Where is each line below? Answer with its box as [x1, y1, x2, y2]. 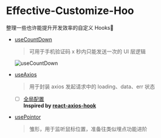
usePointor [14, 113, 41, 120]
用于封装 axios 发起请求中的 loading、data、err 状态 [29, 83, 155, 90]
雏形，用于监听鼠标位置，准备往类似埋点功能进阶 [29, 126, 148, 132]
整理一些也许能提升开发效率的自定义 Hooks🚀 [6, 24, 114, 31]
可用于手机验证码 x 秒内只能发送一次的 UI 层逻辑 [29, 48, 146, 55]
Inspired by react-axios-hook [23, 102, 97, 109]
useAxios [14, 71, 37, 78]
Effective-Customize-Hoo [6, 4, 135, 18]
